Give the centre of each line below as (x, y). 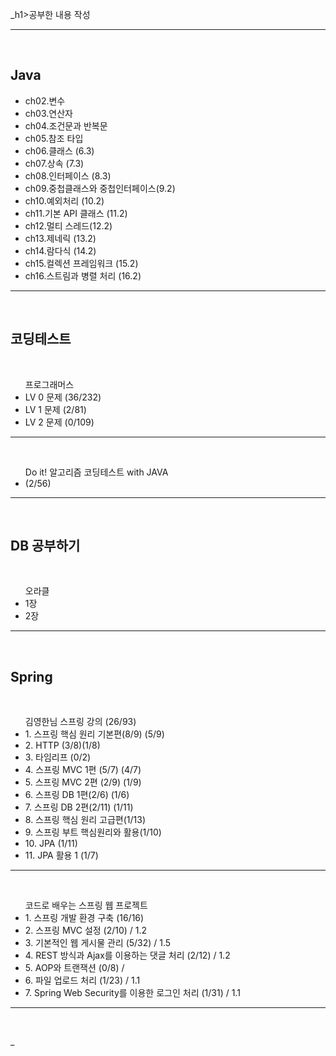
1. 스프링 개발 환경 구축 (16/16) (84, 918)
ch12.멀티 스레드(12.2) (68, 225)
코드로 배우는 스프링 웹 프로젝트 (86, 905)
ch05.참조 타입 (54, 138)
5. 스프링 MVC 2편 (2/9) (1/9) (83, 782)
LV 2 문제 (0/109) (59, 422)
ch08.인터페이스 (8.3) (68, 175)
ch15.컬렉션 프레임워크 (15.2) (81, 263)
